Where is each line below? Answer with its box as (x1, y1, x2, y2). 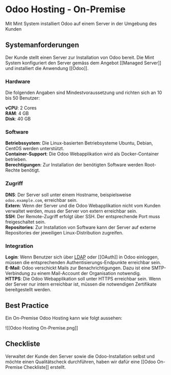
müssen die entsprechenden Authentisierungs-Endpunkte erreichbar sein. (5, 259, 161, 265)
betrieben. (5, 156, 27, 162)
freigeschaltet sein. (5, 219, 46, 225)
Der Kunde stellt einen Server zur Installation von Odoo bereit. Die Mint (5, 54, 154, 60)
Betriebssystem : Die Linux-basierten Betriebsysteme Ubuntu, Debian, (5, 140, 153, 146)
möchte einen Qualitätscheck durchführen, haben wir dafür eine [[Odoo (5, 359, 156, 365)
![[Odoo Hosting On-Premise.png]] (5, 324, 78, 331)
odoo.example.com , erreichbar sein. (5, 197, 78, 203)
